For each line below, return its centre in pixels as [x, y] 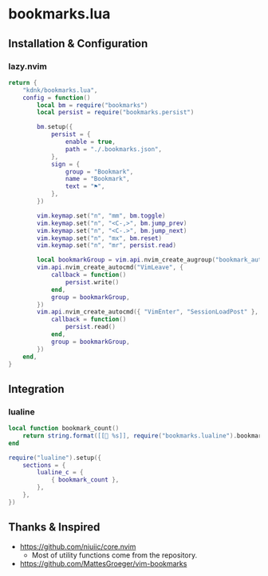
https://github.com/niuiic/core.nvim [78, 546]
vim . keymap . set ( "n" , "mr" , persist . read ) [107, 246]
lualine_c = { [60, 473]
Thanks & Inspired [54, 528]
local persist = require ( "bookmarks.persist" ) [116, 113]
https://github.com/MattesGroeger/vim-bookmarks [103, 563]
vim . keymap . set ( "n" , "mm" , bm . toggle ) [101, 216]
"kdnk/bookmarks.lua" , [60, 90]
